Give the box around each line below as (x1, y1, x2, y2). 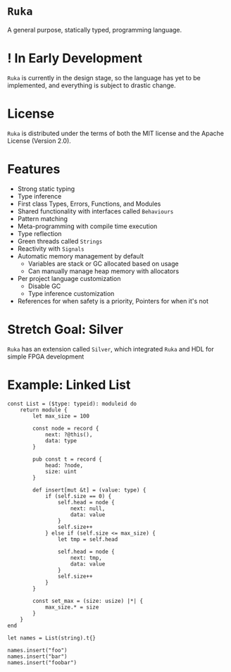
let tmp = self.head (57, 535, 118, 543)
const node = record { (32, 425, 99, 432)
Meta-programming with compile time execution (17, 222, 158, 230)
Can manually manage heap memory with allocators (27, 266, 180, 275)
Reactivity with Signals (17, 244, 85, 253)
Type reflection (17, 229, 62, 237)
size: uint (44, 468, 77, 475)
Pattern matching (17, 214, 68, 223)
